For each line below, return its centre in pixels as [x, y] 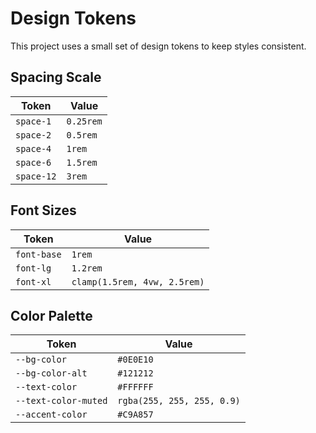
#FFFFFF [135, 387]
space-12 [36, 176]
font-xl [33, 281]
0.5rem [82, 135]
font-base [38, 254]
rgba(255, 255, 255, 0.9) [179, 401]
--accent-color [51, 415]
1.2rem [87, 268]
